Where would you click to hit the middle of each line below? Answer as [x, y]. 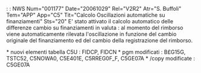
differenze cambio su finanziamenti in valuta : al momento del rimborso [95, 28]
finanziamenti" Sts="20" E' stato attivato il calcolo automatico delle [90, 21]
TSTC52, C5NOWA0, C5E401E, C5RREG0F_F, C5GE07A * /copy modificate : [101, 58]
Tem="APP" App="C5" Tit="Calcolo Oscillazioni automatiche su [86, 15]
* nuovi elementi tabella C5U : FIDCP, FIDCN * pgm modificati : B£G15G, [96, 52]
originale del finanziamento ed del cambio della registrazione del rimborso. [100, 40]
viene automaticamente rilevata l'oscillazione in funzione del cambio [91, 34]
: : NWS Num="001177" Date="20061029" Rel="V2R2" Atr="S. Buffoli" [94, 9]
